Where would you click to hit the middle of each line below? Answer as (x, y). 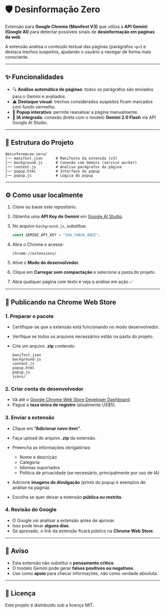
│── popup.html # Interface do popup (52, 171)
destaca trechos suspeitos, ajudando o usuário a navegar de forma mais (78, 52)
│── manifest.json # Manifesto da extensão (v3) (61, 158)
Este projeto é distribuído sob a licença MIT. (50, 605)
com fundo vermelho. (34, 107)
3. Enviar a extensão (30, 418)
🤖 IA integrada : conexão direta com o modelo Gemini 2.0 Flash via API (84, 117)
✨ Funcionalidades (34, 77)
